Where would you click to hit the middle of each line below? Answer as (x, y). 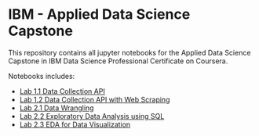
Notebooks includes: (42, 76)
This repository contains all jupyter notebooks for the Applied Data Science (129, 52)
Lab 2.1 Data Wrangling (57, 108)
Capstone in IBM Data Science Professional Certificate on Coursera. (118, 61)
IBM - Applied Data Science (99, 14)
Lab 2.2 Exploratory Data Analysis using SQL (92, 116)
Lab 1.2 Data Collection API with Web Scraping (95, 99)
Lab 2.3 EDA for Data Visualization (75, 124)
